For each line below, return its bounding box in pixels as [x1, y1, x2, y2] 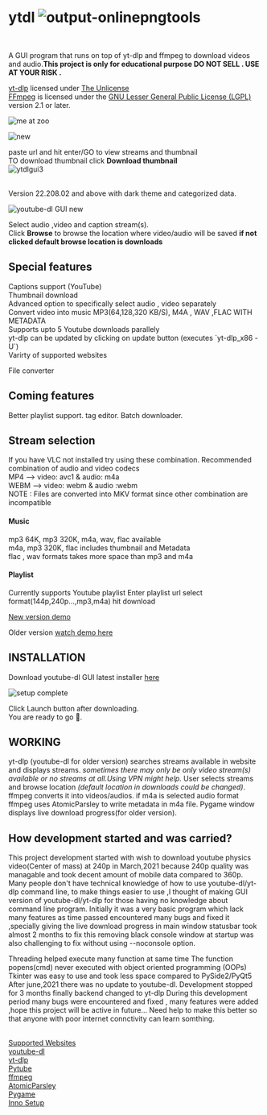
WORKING [8, 735, 62, 748]
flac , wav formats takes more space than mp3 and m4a [8, 551, 194, 561]
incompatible [8, 498, 51, 508]
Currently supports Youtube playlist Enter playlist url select [8, 587, 203, 597]
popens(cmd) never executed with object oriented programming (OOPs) [8, 963, 247, 972]
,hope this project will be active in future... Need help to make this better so [8, 1005, 257, 1015]
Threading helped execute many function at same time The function [8, 954, 233, 964]
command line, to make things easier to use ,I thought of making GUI [20, 887, 248, 897]
